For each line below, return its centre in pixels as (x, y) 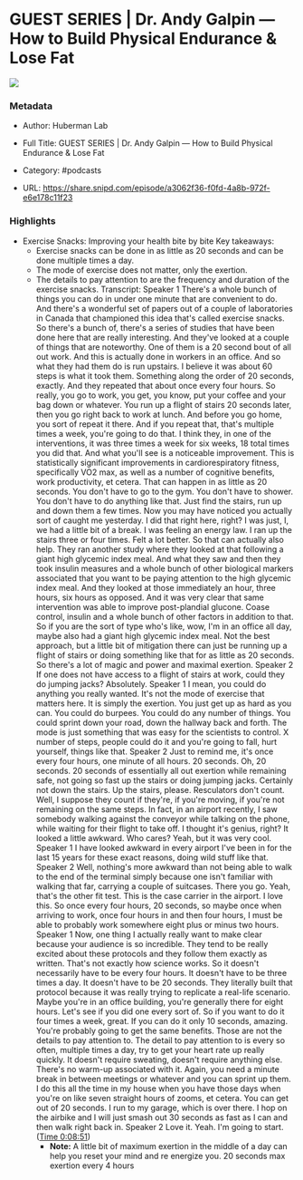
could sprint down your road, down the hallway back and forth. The (161, 722)
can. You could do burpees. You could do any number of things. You (163, 712)
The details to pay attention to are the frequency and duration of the (162, 279)
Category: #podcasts (62, 170)
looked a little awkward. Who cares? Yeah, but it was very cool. (154, 837)
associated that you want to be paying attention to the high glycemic (163, 578)
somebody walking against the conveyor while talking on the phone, (163, 818)
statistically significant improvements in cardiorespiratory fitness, (157, 462)
